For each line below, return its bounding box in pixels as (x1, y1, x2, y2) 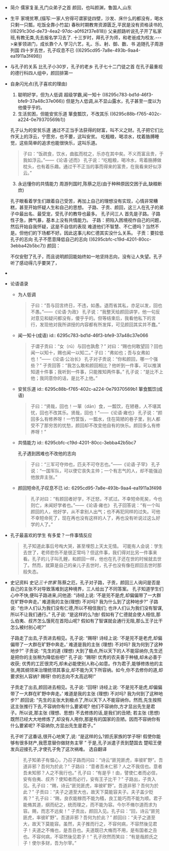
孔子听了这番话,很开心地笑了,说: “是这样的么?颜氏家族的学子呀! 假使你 (10, 734, 157, 739)
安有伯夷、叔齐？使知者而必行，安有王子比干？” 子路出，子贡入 (22, 776, 156, 782)
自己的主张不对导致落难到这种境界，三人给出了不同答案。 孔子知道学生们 (10, 586, 164, 592)
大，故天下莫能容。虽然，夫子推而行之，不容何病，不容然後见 (22, 821, 153, 826)
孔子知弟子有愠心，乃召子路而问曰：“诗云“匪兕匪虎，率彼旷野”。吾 (22, 757, 163, 763)
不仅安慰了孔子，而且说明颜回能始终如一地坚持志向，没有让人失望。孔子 (10, 253, 162, 259)
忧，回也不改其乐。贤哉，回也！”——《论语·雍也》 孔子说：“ (30, 410, 158, 415)
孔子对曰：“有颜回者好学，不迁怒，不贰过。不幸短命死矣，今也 (30, 496, 162, 502)
